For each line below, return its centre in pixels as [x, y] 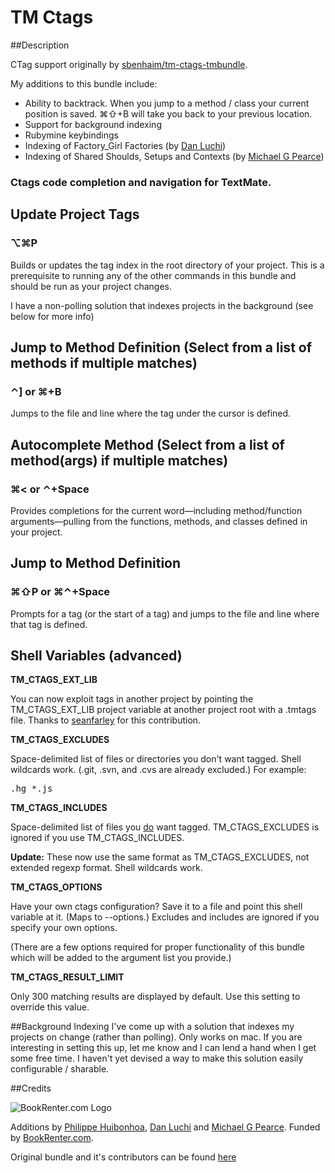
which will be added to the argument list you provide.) [121, 958]
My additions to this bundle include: [84, 83]
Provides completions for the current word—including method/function [156, 510]
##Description [40, 45]
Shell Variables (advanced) [96, 655]
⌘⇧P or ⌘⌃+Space [60, 592]
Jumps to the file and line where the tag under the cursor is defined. [151, 413]
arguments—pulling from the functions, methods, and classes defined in [159, 521]
